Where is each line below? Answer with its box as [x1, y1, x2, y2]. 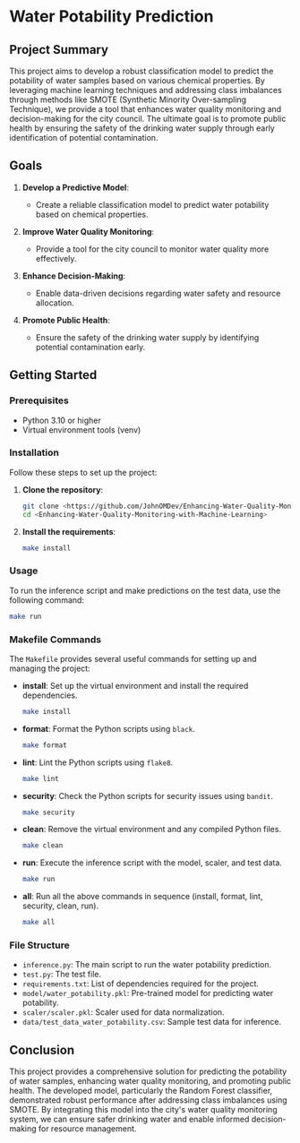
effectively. [35, 253, 77, 263]
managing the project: [9, 663, 91, 674]
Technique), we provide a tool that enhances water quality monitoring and [9, 104, 282, 114]
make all [21, 918, 56, 927]
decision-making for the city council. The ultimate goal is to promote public [9, 114, 287, 124]
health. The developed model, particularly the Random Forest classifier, [9, 1086, 273, 1096]
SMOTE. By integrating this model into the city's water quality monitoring [9, 1104, 278, 1115]
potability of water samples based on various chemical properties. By [9, 75, 266, 86]
